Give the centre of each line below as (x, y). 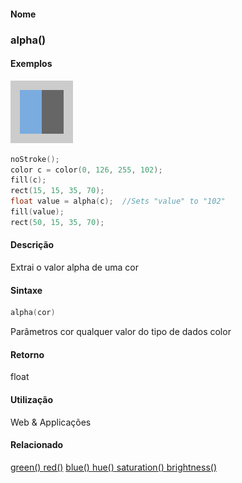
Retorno (27, 354)
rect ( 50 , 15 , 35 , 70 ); (57, 222)
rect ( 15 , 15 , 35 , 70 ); (57, 191)
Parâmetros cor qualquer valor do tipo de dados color (121, 332)
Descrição (32, 245)
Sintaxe (26, 290)
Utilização (31, 399)
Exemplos (31, 64)
